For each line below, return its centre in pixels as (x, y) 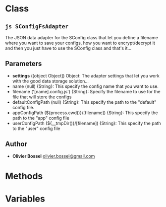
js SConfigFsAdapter (37, 26)
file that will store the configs (42, 97)
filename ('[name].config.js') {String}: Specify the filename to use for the (86, 91)
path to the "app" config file (41, 118)
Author (16, 144)
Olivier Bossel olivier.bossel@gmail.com (54, 156)
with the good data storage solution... (51, 81)
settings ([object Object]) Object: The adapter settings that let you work (86, 75)
